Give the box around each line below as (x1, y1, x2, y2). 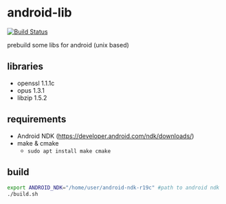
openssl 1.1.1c (16, 79, 55, 87)
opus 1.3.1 (16, 86, 45, 94)
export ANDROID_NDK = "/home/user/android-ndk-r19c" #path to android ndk (7, 184, 220, 192)
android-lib (7, 5, 72, 21)
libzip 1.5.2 (16, 93, 47, 102)
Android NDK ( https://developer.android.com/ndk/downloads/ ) (16, 132, 194, 140)
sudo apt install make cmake (27, 148, 111, 155)
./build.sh (7, 191, 38, 198)
